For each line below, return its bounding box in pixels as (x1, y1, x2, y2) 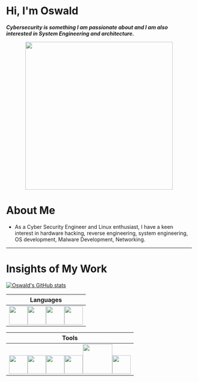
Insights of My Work (6, 262, 107, 276)
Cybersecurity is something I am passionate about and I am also (6, 24, 168, 31)
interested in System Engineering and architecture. (6, 30, 134, 37)
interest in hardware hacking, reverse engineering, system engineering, (14, 229, 189, 237)
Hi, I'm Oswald (6, 4, 78, 18)
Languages (29, 296, 62, 304)
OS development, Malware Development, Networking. (14, 235, 146, 243)
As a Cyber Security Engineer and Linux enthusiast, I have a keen (14, 223, 174, 230)
